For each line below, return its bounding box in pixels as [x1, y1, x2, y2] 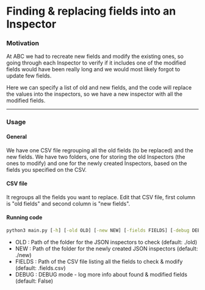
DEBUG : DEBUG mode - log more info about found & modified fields [15, 271, 188, 278]
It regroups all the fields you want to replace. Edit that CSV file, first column [6, 193, 196, 200]
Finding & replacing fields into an [6, 4, 176, 18]
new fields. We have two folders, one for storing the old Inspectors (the [6, 153, 185, 160]
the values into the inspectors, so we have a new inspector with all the [6, 90, 183, 98]
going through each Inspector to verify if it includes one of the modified [6, 59, 186, 66]
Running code [6, 214, 43, 221]
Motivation [6, 39, 40, 48]
